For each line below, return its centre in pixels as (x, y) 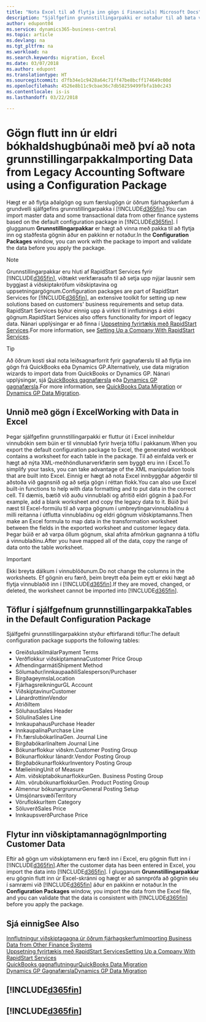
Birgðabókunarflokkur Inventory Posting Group (73, 763)
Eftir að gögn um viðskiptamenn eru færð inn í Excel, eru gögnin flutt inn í (98, 859)
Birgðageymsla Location (45, 678)
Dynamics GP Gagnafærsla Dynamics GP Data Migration (77, 971)
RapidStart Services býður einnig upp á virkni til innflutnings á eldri (90, 311)
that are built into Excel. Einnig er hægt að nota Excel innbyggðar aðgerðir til (102, 475)
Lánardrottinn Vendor (41, 698)
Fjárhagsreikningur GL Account (54, 685)
